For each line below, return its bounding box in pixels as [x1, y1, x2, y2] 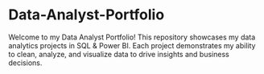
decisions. [8, 58, 43, 68]
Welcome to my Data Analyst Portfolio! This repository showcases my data [8, 32, 256, 42]
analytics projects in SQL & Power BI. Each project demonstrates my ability [8, 40, 256, 50]
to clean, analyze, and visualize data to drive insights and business [8, 49, 229, 59]
